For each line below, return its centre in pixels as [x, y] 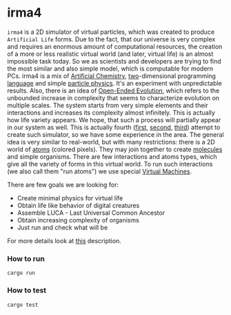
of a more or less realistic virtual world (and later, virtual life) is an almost [110, 54]
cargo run [21, 273]
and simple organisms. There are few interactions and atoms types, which [112, 156]
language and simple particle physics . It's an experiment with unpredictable [114, 83]
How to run [26, 258]
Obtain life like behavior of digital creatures [78, 205]
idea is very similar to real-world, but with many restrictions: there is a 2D [111, 142]
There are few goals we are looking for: [63, 184]
